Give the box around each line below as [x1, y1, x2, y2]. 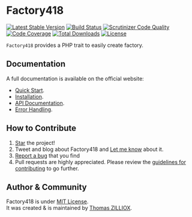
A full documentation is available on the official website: [6, 75, 144, 82]
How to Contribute [6, 123, 77, 133]
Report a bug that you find [14, 151, 80, 159]
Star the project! [14, 139, 55, 146]
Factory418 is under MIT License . [6, 198, 89, 205]
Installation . [14, 93, 44, 100]
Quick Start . [14, 87, 45, 94]
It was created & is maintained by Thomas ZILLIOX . [6, 204, 133, 212]
